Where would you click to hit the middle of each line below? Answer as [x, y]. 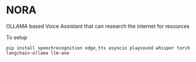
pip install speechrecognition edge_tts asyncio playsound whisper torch [98, 48]
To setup [17, 37]
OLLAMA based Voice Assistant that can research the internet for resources [98, 26]
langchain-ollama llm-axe [38, 53]
